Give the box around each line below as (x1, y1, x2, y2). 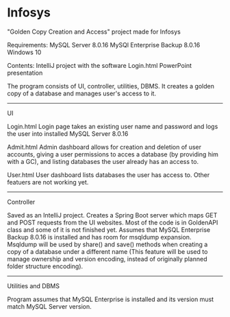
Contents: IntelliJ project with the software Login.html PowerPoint (7, 61, 192, 69)
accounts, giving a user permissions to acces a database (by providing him (7, 150, 219, 158)
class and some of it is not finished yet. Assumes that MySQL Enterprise (7, 225, 211, 234)
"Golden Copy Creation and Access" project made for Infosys (7, 27, 181, 36)
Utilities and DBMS (7, 281, 60, 290)
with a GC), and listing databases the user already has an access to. (7, 157, 199, 165)
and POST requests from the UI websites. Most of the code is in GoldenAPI (7, 218, 218, 226)
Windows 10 (7, 48, 42, 56)
